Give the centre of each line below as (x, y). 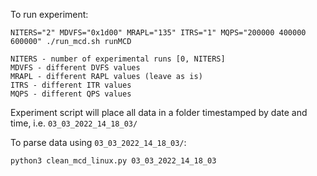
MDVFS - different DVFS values (75, 68)
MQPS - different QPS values (71, 94)
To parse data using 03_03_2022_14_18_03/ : (98, 142)
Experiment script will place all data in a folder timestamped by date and (159, 112)
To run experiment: (49, 14)
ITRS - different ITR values (71, 85)
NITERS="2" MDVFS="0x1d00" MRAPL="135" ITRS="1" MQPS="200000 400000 (158, 33)
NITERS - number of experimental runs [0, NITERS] (118, 59)
